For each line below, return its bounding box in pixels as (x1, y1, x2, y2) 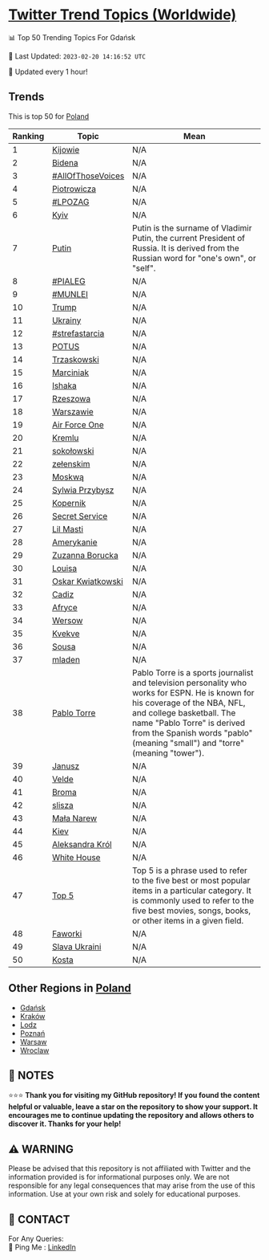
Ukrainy (51, 315, 82, 326)
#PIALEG (51, 275, 86, 287)
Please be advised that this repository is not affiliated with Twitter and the (8, 1164, 251, 1173)
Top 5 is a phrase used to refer (131, 865, 248, 876)
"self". (131, 263, 156, 274)
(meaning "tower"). (131, 747, 205, 758)
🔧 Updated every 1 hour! (8, 67, 88, 76)
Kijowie (51, 144, 80, 155)
